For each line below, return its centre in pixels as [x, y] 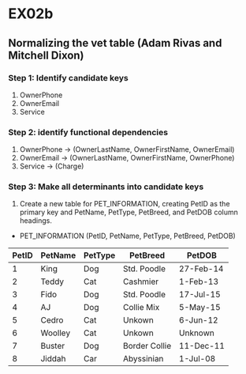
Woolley [56, 333]
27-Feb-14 [201, 269]
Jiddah [53, 359]
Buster [53, 346]
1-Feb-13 [199, 281]
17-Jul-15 [199, 295]
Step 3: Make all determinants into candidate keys [106, 187]
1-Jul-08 [197, 359]
